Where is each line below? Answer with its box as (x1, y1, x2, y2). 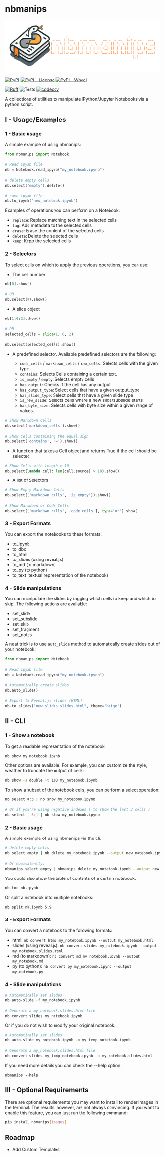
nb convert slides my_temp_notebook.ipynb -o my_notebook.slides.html (5, 1053, 153, 1058)
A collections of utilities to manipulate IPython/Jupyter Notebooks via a (5, 96, 148, 102)
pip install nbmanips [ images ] (5, 1119, 67, 1124)
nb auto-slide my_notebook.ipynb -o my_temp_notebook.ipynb (5, 1038, 131, 1043)
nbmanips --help (5, 1073, 38, 1077)
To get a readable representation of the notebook (5, 743, 105, 749)
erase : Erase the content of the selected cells (12, 228, 104, 234)
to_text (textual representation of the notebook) (12, 572, 108, 578)
